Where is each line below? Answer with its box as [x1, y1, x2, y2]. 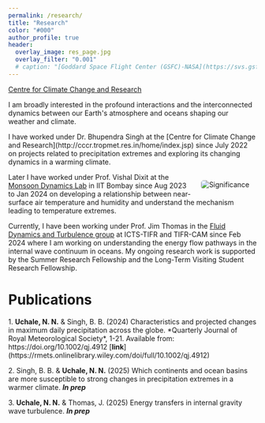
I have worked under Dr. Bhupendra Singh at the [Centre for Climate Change [8, 132, 256, 141]
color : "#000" [8, 26, 55, 34]
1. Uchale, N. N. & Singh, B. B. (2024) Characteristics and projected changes [8, 316, 257, 326]
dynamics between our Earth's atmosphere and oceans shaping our [8, 108, 229, 118]
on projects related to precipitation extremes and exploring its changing [8, 148, 241, 158]
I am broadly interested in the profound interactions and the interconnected [8, 99, 252, 109]
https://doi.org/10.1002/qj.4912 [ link [8, 342, 125, 351]
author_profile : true [8, 33, 80, 42]
